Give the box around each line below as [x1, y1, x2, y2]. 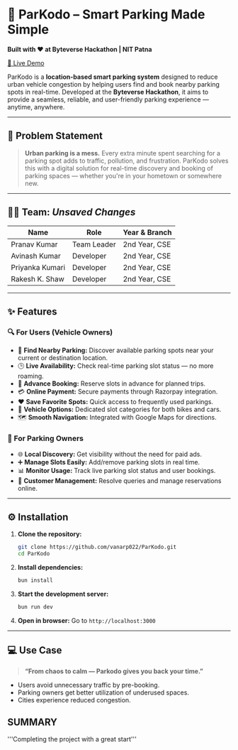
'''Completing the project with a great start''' [7, 735, 137, 744]
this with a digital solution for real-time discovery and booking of [24, 163, 214, 173]
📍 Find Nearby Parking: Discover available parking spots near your [17, 346, 214, 354]
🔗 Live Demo [7, 58, 45, 67]
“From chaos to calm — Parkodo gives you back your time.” [24, 667, 203, 675]
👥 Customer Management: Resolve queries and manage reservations [17, 476, 222, 485]
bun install [17, 577, 53, 585]
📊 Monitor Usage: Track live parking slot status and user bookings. [17, 466, 216, 474]
